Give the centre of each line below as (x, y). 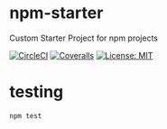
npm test (26, 115)
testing (37, 92)
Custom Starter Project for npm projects (83, 38)
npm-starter (56, 13)
